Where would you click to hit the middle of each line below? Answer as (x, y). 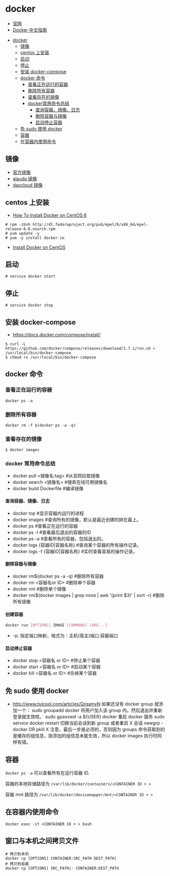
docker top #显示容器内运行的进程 (48, 513)
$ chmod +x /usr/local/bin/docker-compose (51, 357)
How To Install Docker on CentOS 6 (50, 215)
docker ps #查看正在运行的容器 (45, 526)
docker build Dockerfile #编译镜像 (48, 488)
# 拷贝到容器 (17, 864)
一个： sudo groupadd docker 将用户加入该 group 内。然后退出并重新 (90, 710)
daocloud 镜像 (28, 185)
